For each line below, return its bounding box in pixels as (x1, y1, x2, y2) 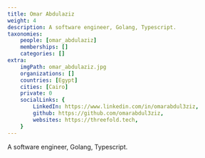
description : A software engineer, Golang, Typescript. (7, 23, 177, 31)
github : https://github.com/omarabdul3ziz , (33, 110, 164, 117)
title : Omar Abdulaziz (7, 10, 75, 18)
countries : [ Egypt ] (20, 76, 78, 84)
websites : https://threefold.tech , (33, 116, 139, 123)
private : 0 (20, 90, 53, 97)
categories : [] (20, 51, 65, 58)
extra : (7, 57, 27, 64)
